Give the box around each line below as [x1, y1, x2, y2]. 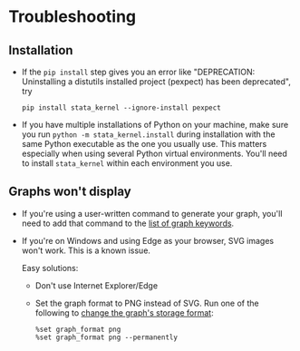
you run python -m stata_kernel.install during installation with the [21, 129, 276, 140]
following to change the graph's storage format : [34, 307, 214, 318]
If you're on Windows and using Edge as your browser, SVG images [21, 235, 275, 246]
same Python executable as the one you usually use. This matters [21, 139, 267, 149]
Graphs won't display [8, 184, 132, 200]
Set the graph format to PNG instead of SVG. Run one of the [34, 297, 259, 308]
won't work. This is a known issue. [21, 245, 151, 256]
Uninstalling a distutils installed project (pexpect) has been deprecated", [21, 76, 291, 87]
